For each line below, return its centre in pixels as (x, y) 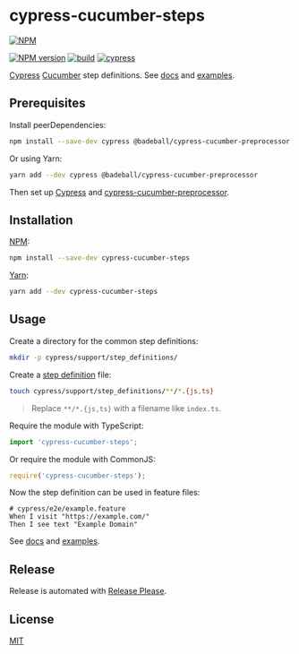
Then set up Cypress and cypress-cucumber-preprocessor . (120, 192)
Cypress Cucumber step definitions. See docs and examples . (122, 75)
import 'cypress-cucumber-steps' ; (74, 442)
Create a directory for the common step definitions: (104, 340)
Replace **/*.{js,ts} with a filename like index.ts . (126, 408)
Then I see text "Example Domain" (74, 525)
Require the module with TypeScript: (77, 426)
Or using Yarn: (36, 159)
